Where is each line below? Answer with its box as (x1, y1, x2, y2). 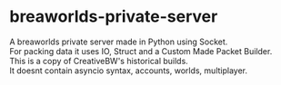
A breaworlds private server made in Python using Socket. (9, 36, 228, 47)
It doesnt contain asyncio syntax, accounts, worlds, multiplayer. (9, 65, 248, 76)
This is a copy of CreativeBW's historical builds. (9, 55, 188, 66)
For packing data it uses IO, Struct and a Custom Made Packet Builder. (9, 45, 273, 56)
